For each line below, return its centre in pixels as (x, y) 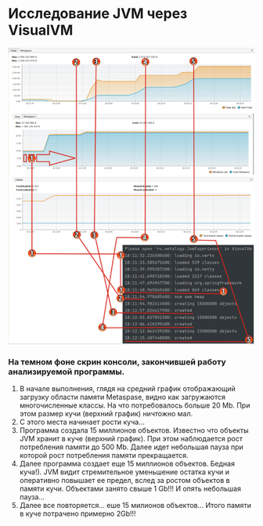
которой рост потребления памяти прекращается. (104, 455)
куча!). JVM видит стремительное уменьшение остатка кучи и (124, 472)
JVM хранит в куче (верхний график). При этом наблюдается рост (131, 439)
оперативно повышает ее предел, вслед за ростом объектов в (124, 481)
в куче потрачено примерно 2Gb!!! (77, 513)
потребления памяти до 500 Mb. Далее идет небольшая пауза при (131, 447)
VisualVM (41, 30)
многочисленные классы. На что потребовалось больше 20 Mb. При (135, 405)
